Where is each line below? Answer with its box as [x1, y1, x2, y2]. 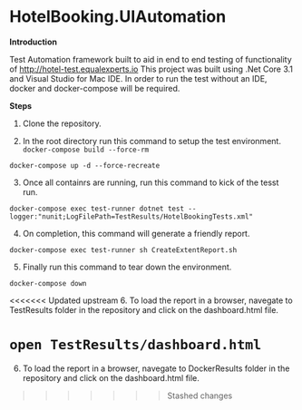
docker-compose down [9, 278, 88, 288]
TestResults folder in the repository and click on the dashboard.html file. [9, 304, 279, 315]
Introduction [9, 36, 57, 47]
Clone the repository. [22, 118, 102, 129]
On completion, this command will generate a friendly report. [22, 228, 250, 239]
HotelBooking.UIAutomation [9, 6, 227, 27]
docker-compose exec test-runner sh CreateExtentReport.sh [9, 245, 238, 255]
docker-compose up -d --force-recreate [9, 161, 161, 170]
